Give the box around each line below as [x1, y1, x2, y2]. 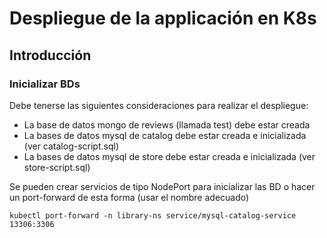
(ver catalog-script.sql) [23, 140, 120, 152]
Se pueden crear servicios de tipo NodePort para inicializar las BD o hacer [9, 180, 316, 192]
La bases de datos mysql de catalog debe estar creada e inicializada [23, 129, 307, 141]
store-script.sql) [23, 161, 91, 173]
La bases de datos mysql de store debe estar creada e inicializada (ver [23, 150, 316, 162]
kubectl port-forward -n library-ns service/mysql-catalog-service [9, 210, 297, 221]
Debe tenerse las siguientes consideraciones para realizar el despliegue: [9, 99, 309, 111]
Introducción [9, 47, 92, 64]
